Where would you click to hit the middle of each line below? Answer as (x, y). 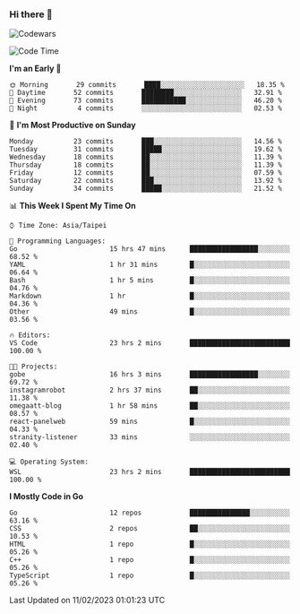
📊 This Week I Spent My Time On (73, 206)
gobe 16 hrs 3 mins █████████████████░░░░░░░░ (150, 375)
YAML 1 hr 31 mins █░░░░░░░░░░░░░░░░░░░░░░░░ (150, 265)
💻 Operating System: (49, 462)
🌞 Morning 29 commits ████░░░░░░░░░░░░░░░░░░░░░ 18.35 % (147, 85)
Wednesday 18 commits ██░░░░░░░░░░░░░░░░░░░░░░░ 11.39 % (146, 157)
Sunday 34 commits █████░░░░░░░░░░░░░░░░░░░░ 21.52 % (146, 189)
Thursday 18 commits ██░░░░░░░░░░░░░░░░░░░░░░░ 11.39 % (146, 165)
